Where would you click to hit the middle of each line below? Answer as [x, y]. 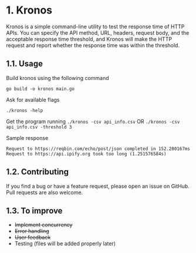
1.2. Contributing [38, 172]
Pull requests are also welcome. [45, 192]
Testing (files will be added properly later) [65, 244]
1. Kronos [29, 10]
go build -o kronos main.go [40, 89]
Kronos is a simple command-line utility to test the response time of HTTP [95, 26]
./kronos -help [25, 110]
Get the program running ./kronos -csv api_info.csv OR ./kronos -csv [93, 121]
